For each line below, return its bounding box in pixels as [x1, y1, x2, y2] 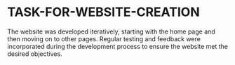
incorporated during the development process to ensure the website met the [7, 42, 229, 50]
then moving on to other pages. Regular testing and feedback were [7, 34, 201, 43]
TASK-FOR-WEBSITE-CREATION [7, 4, 200, 20]
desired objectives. [7, 50, 62, 58]
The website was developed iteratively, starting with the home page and [7, 27, 215, 36]
